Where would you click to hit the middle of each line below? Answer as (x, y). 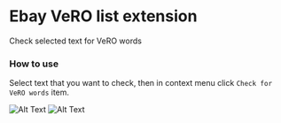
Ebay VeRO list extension (103, 16)
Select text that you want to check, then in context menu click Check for (141, 83)
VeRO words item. (39, 92)
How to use (34, 64)
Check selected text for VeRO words (75, 41)
